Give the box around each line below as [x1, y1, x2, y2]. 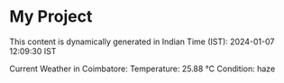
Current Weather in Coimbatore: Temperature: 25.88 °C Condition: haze [9, 63, 276, 74]
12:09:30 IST [9, 45, 57, 56]
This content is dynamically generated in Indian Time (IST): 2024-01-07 [9, 36, 275, 47]
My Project [9, 6, 93, 27]
